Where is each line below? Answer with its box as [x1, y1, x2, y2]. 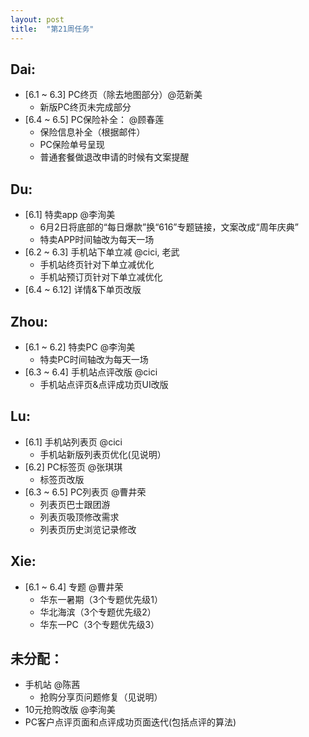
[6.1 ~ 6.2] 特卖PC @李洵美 [24, 341, 136, 353]
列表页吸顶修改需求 [39, 511, 120, 523]
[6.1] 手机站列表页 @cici [24, 436, 123, 448]
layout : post [10, 14, 65, 25]
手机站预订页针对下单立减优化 [39, 271, 163, 283]
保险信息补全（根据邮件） [39, 126, 146, 138]
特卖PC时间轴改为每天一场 [39, 353, 149, 365]
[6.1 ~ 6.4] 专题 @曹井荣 [24, 581, 124, 593]
